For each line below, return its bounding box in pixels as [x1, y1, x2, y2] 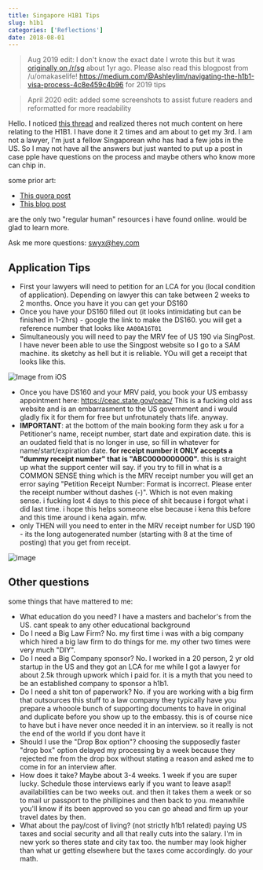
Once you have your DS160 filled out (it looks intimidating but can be [19, 307, 242, 317]
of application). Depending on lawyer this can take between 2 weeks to [19, 290, 250, 299]
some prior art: [8, 176, 57, 185]
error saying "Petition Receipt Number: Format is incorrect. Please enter [19, 479, 253, 489]
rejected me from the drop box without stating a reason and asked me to [19, 754, 254, 763]
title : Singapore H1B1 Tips [8, 11, 100, 20]
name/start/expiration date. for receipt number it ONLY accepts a [19, 446, 233, 456]
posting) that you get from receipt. [19, 538, 131, 547]
